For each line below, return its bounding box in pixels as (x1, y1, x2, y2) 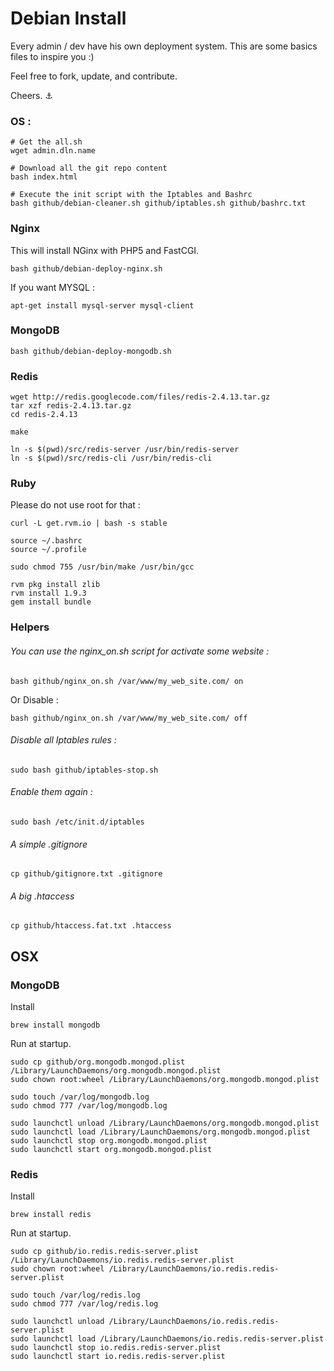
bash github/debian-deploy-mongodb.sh (10, 346, 172, 356)
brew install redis (10, 1210, 92, 1220)
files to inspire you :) (10, 50, 95, 62)
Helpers (10, 620, 50, 634)
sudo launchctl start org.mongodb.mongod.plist (10, 1145, 213, 1155)
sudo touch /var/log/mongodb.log (10, 1092, 150, 1102)
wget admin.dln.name (10, 146, 97, 156)
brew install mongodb (10, 1020, 101, 1031)
